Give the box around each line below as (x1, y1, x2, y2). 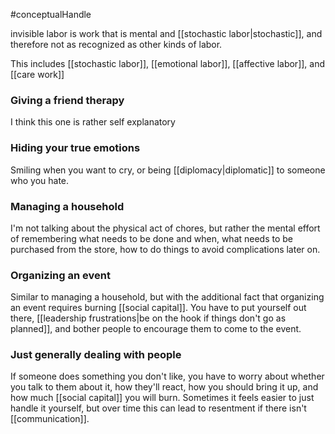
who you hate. (10, 174, 70, 186)
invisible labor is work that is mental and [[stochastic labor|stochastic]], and (10, 28, 323, 39)
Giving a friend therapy (10, 93, 125, 107)
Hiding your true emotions (10, 141, 141, 155)
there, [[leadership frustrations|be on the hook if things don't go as (10, 312, 287, 324)
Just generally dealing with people (10, 348, 182, 362)
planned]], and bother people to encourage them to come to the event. (10, 323, 302, 335)
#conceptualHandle (10, 9, 92, 20)
